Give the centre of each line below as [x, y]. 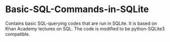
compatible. [18, 34]
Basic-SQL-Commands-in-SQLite [77, 9]
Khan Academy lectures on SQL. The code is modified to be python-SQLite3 [85, 28]
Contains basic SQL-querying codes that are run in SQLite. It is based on [81, 23]
